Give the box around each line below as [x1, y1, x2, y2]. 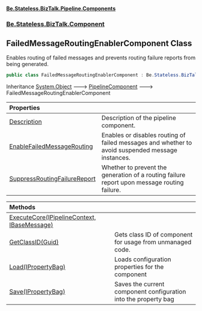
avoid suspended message [101, 146, 177, 154]
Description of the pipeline [101, 114, 176, 122]
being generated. [6, 61, 49, 68]
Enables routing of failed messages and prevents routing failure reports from [6, 54, 196, 61]
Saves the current [114, 280, 165, 288]
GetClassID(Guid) [9, 238, 59, 246]
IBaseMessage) [9, 221, 54, 229]
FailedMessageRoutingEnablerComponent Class [6, 38, 192, 48]
